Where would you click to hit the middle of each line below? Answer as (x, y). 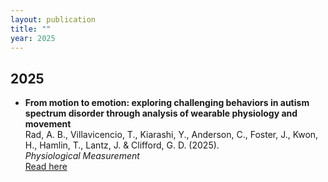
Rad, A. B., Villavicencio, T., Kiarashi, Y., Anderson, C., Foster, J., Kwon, (171, 135)
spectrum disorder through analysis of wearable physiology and (161, 113)
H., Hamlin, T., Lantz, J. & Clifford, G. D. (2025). (122, 145)
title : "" (31, 29)
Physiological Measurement (82, 156)
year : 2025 (33, 38)
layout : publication (53, 19)
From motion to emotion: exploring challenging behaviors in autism (167, 103)
